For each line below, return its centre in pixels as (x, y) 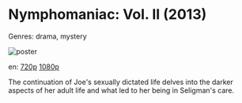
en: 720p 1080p (34, 66)
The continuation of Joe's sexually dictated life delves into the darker (121, 82)
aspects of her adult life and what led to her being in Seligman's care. (121, 90)
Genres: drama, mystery (47, 36)
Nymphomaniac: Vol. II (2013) (108, 15)
